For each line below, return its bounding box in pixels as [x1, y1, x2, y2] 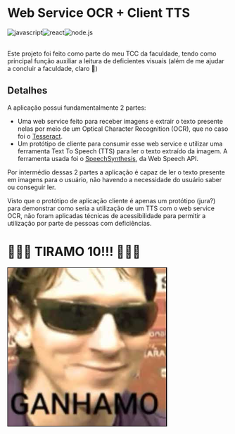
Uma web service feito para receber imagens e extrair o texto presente [17, 117, 224, 125]
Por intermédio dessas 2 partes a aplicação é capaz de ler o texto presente [7, 167, 225, 177]
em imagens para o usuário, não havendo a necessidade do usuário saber [7, 175, 222, 184]
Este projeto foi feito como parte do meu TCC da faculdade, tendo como [7, 49, 217, 58]
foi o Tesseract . [17, 132, 63, 140]
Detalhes [7, 84, 48, 96]
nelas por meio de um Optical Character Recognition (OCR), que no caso [17, 125, 229, 133]
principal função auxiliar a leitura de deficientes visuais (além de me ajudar [7, 56, 224, 65]
